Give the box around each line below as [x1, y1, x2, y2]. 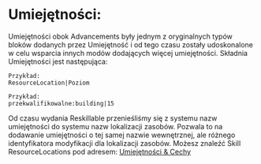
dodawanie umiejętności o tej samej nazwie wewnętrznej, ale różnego [8, 130, 236, 140]
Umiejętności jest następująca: [8, 57, 108, 66]
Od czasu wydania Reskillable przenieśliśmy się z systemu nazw [8, 113, 218, 123]
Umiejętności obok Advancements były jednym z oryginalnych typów [8, 32, 233, 41]
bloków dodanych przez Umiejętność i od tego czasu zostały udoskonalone [8, 39, 254, 49]
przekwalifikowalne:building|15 [8, 99, 114, 107]
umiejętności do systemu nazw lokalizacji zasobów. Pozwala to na [8, 121, 223, 131]
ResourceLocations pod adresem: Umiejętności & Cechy [8, 147, 192, 156]
